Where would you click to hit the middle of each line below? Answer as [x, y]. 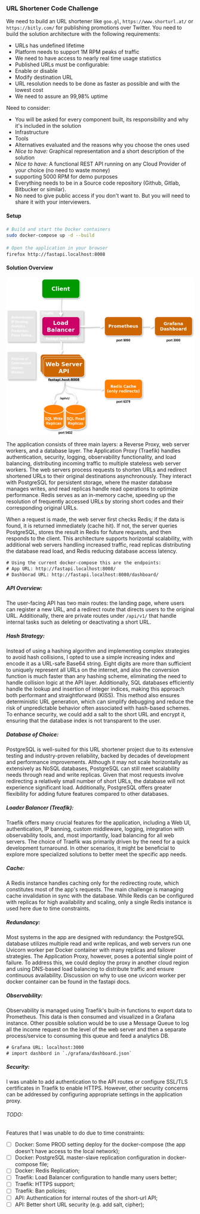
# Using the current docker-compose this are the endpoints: [84, 563]
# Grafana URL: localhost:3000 [45, 1047]
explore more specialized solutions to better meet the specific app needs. [97, 854]
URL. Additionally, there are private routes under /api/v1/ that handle [91, 616]
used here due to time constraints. [48, 909]
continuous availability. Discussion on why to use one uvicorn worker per [96, 976]
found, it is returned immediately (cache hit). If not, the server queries [92, 526]
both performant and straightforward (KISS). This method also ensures [93, 695]
